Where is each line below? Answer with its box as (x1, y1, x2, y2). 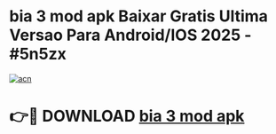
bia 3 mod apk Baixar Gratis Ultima (9, 6, 269, 27)
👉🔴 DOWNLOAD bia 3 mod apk (9, 106, 245, 126)
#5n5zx (9, 44, 67, 64)
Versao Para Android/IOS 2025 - (9, 25, 252, 45)
